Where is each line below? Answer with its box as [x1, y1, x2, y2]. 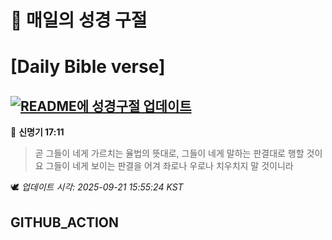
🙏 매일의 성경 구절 [10, 9, 148, 32]
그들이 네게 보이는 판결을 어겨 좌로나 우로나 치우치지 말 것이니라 [45, 160, 294, 172]
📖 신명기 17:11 [10, 126, 65, 138]
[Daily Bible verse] [10, 56, 166, 78]
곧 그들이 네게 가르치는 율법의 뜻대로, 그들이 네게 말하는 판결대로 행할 [34, 147, 305, 160]
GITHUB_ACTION [10, 214, 120, 231]
